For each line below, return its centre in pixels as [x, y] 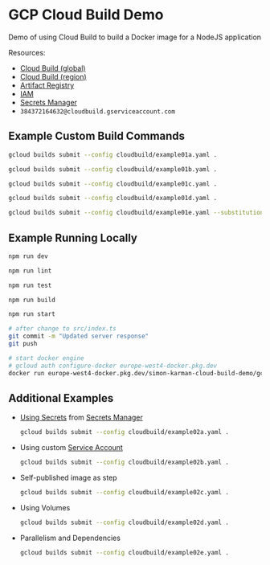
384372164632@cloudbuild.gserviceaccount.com [97, 111]
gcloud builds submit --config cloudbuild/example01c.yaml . [113, 184]
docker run [27, 373]
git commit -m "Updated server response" [79, 336]
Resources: [27, 52]
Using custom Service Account [71, 448]
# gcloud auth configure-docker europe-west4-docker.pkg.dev [113, 366]
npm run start [32, 314]
